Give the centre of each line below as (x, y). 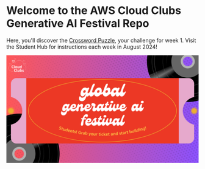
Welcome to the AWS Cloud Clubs (94, 11)
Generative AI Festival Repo (78, 23)
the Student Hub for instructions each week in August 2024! (82, 47)
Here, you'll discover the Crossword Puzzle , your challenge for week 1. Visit (101, 40)
